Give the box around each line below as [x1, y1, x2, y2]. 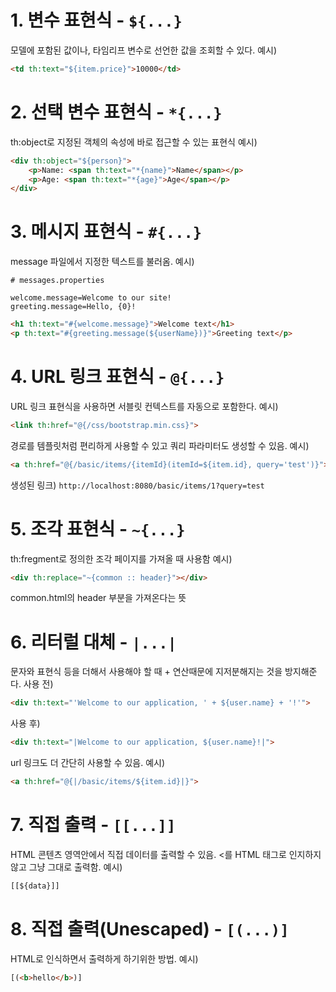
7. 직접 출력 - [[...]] [10, 814, 177, 836]
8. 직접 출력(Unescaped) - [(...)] [10, 918, 290, 940]
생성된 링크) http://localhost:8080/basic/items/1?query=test [10, 479, 265, 491]
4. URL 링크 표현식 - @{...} [10, 366, 225, 388]
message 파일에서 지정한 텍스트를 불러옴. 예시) [10, 256, 195, 268]
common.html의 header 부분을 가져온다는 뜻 [10, 592, 187, 604]
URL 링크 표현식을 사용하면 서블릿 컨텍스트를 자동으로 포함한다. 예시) [10, 400, 279, 412]
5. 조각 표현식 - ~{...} [10, 517, 186, 540]
